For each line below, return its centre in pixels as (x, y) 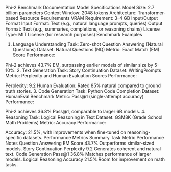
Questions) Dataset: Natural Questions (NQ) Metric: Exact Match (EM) (86, 50)
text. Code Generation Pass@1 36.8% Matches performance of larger (78, 154)
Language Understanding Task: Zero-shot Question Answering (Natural (88, 44)
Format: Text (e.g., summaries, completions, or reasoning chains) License (82, 29)
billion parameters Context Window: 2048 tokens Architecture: (71, 13)
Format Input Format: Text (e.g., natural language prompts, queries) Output (84, 23)
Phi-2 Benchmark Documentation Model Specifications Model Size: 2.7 (80, 7)
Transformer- (152, 13)
